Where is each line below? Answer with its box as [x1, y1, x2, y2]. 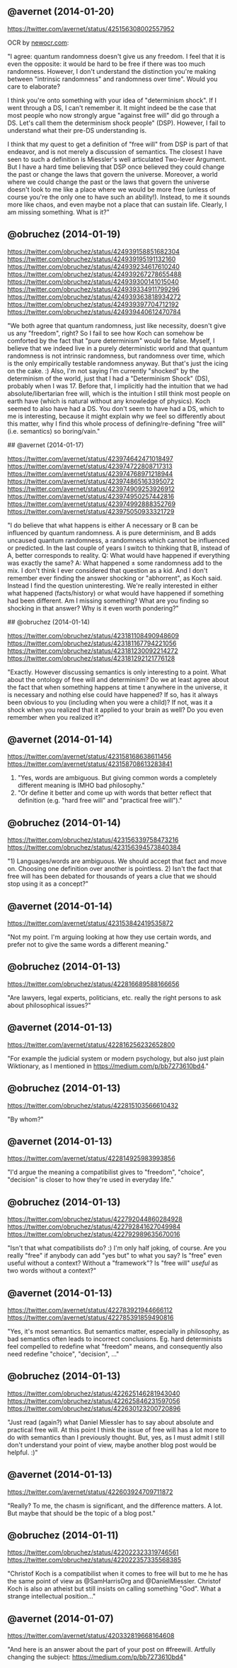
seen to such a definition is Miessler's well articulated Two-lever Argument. [7, 155, 227, 163]
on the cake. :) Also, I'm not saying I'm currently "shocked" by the [7, 366, 200, 375]
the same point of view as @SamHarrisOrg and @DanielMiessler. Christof [7, 1577, 221, 1586]
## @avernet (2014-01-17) [7, 440, 84, 449]
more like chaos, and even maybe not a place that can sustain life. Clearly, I [7, 200, 227, 209]
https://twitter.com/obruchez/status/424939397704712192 [7, 300, 179, 308]
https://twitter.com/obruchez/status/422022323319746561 [7, 1548, 179, 1557]
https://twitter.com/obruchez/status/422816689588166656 [7, 980, 180, 988]
